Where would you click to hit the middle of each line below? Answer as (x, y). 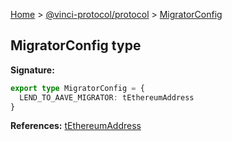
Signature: (32, 70)
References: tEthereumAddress (76, 126)
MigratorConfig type (76, 45)
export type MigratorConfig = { (77, 88)
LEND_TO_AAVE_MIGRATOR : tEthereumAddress (107, 97)
